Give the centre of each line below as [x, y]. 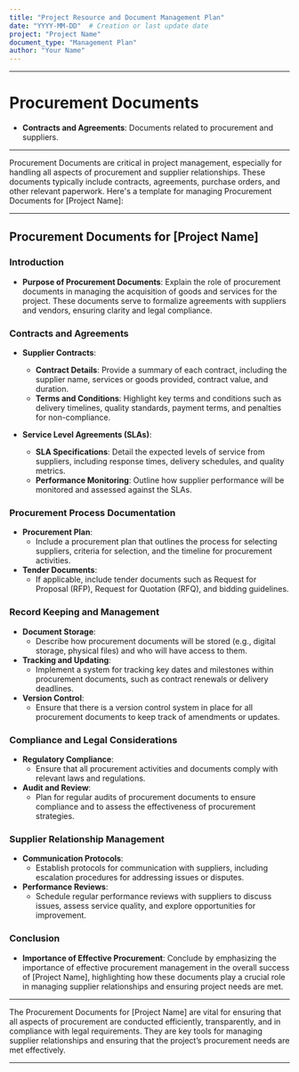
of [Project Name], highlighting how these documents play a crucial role [154, 977]
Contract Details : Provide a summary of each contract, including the [161, 370]
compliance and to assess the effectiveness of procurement [145, 806]
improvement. [61, 915]
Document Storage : [59, 631]
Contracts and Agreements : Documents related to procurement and [148, 128]
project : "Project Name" [55, 34]
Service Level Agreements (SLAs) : [87, 435]
